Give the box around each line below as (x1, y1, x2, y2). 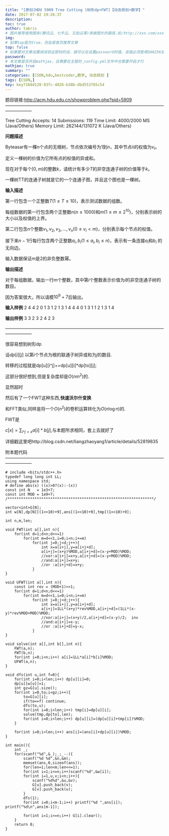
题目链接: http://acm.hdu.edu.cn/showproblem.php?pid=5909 (5, 97, 132, 103)
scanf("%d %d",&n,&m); (23, 756, 71, 761)
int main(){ (5, 743, 30, 748)
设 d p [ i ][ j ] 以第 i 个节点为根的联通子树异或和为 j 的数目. (5, 352, 112, 358)
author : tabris (5, 26, 37, 31)
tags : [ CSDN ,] (5, 77, 35, 82)
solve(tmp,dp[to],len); (23, 712, 73, 717)
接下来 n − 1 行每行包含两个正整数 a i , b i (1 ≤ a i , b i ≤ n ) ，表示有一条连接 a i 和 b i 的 (5, 237, 162, 244)
